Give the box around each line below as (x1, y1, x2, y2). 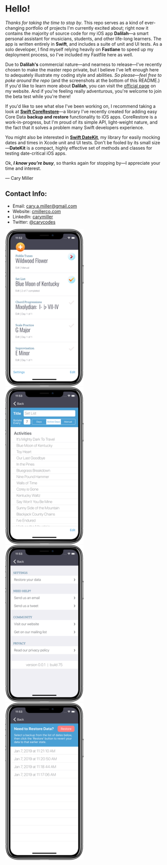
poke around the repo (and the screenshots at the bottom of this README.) (5, 77, 160, 83)
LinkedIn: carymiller (12, 213, 53, 220)
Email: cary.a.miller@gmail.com (12, 203, 77, 209)
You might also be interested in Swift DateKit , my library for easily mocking (5, 134, 160, 140)
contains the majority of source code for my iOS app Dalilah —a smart (5, 30, 149, 36)
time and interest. (5, 165, 41, 171)
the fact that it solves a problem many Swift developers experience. (5, 124, 144, 131)
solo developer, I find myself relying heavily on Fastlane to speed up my (5, 46, 154, 52)
